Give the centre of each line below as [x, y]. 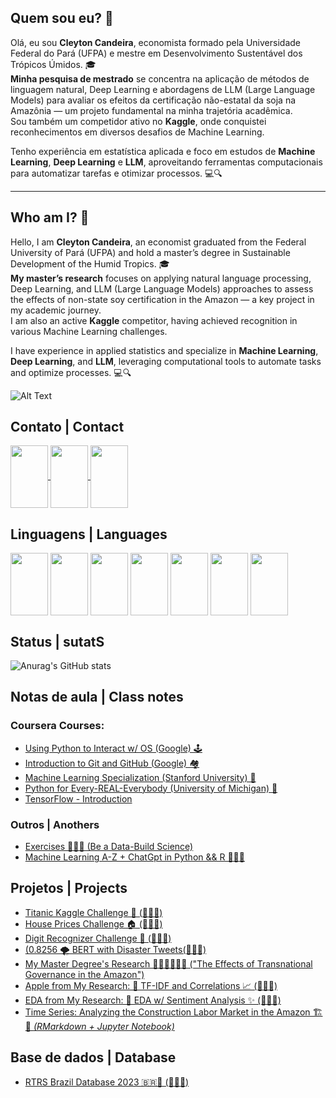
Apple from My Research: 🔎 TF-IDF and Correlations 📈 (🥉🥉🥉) [151, 985]
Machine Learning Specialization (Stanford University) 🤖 [140, 777]
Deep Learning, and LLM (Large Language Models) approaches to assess [162, 288]
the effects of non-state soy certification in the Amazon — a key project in [162, 299]
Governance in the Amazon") [84, 974]
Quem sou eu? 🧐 [62, 18]
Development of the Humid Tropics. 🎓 [90, 263]
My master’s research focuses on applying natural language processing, [161, 278]
